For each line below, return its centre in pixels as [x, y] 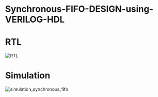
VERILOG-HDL [35, 19]
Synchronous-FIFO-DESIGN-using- [79, 9]
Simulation [28, 76]
